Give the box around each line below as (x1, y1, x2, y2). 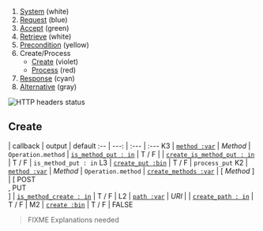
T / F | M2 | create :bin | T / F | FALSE (8, 199, 133, 209)
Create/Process (19, 49, 71, 58)
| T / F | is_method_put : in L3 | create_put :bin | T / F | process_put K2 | (8, 158, 249, 167)
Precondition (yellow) (19, 40, 89, 50)
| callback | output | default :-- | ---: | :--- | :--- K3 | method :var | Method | (8, 141, 251, 151)
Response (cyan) (19, 74, 75, 83)
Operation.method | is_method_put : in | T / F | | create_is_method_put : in (8, 149, 255, 158)
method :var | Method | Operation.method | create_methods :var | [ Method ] (8, 166, 255, 176)
